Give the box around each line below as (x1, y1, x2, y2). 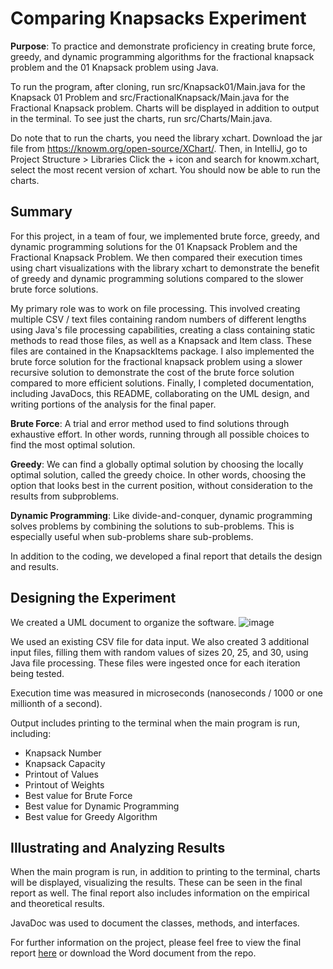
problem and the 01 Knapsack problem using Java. (10, 61, 219, 73)
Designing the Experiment (10, 590, 177, 607)
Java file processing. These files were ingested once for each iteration (10, 657, 301, 669)
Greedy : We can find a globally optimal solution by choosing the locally (10, 458, 304, 470)
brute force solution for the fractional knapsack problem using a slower (10, 355, 303, 367)
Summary (10, 203, 73, 221)
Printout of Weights (24, 778, 105, 791)
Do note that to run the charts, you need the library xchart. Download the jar (10, 132, 323, 144)
